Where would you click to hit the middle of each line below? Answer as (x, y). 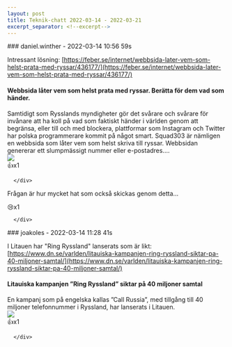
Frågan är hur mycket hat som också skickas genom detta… (93, 193)
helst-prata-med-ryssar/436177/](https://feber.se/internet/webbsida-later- (114, 67)
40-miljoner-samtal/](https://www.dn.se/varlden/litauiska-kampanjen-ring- (115, 261)
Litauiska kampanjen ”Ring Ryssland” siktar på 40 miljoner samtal (105, 284)
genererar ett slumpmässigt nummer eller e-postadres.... (88, 150)
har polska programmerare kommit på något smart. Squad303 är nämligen (114, 136)
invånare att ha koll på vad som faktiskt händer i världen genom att (103, 121)
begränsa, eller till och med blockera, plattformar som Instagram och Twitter (116, 128)
